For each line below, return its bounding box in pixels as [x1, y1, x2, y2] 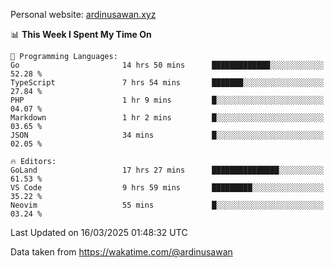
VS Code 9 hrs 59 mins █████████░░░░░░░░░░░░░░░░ [10, 183, 325, 193]
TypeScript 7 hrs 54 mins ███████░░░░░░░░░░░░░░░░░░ [10, 78, 325, 88]
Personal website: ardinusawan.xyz [10, 9, 157, 20]
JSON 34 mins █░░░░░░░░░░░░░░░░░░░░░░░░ [10, 130, 325, 140]
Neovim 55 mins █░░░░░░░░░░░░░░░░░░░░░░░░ [10, 200, 325, 210]
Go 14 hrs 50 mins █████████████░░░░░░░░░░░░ [10, 60, 325, 70]
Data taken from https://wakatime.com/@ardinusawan [10, 246, 233, 258]
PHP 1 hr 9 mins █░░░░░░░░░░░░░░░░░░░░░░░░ [10, 95, 325, 105]
